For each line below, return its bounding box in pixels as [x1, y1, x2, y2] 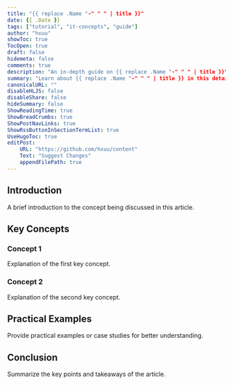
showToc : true [7, 36, 49, 43]
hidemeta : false [7, 56, 54, 63]
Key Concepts [7, 223, 69, 235]
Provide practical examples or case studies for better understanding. [7, 331, 203, 340]
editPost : [7, 140, 36, 147]
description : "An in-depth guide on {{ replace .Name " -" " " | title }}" [7, 68, 228, 75]
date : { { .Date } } [7, 17, 60, 24]
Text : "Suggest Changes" [19, 152, 92, 160]
